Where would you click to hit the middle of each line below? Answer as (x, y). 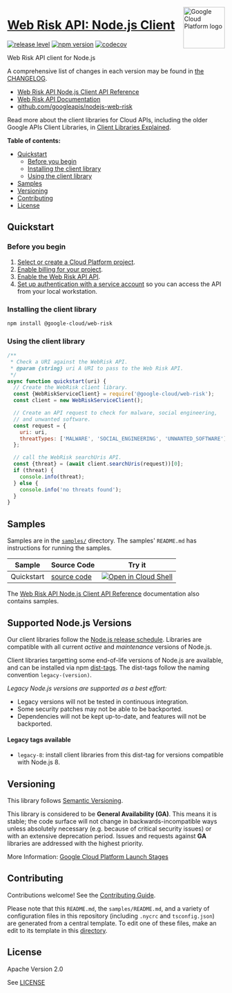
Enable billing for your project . (60, 269)
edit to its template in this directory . (57, 930)
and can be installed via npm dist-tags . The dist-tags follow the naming (108, 668)
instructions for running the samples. (59, 548)
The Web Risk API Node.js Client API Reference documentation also (104, 594)
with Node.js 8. (39, 762)
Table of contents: (34, 140)
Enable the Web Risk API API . (59, 276)
